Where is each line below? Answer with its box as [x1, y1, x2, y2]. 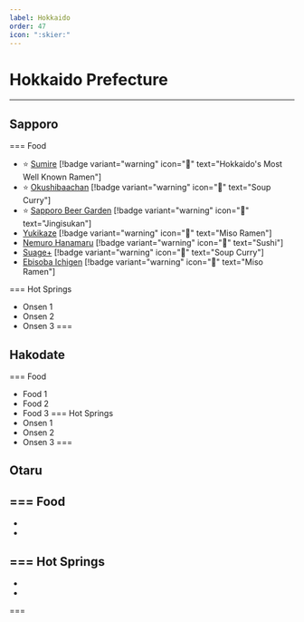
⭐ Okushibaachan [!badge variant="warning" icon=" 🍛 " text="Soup [22, 182, 271, 193]
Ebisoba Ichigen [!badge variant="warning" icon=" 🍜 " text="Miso [22, 257, 264, 267]
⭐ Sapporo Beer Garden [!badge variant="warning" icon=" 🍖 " [22, 205, 250, 216]
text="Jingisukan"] [22, 219, 92, 229]
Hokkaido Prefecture [9, 69, 169, 90]
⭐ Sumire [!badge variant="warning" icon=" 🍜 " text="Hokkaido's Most [22, 159, 283, 170]
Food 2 [22, 398, 50, 409]
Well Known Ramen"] [22, 171, 102, 182]
